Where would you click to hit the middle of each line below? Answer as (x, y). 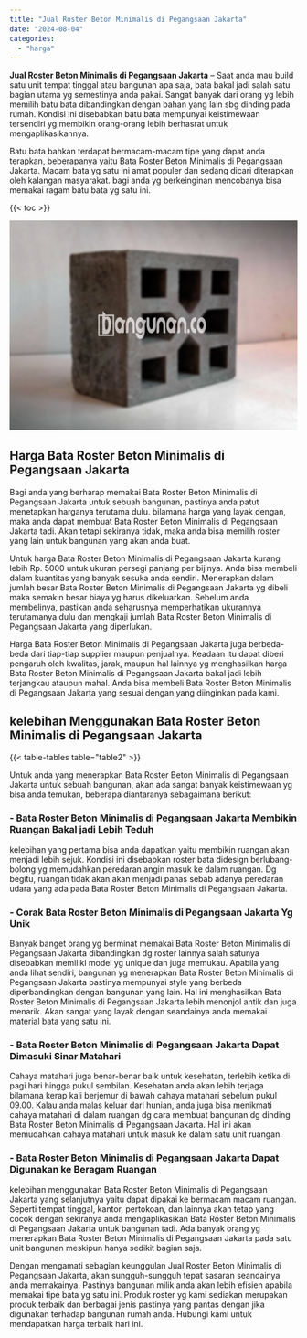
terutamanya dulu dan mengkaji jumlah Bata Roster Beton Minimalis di (141, 616)
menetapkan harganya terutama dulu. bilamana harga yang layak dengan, (148, 511)
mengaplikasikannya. (49, 133)
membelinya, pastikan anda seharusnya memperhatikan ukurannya (136, 607)
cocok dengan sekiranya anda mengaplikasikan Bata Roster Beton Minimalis (153, 1218)
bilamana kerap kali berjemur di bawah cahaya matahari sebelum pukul (143, 1096)
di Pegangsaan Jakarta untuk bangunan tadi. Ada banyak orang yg (135, 1228)
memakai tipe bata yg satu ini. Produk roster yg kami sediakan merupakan (148, 1294)
